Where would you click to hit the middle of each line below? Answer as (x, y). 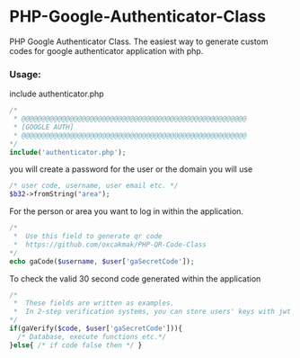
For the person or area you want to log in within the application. (127, 211)
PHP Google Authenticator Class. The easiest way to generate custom (139, 41)
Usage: (26, 74)
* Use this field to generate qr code (88, 237)
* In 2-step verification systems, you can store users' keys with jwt (152, 312)
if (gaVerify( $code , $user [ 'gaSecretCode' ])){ (96, 329)
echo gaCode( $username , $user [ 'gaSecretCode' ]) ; (102, 261)
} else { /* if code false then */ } (76, 345)
